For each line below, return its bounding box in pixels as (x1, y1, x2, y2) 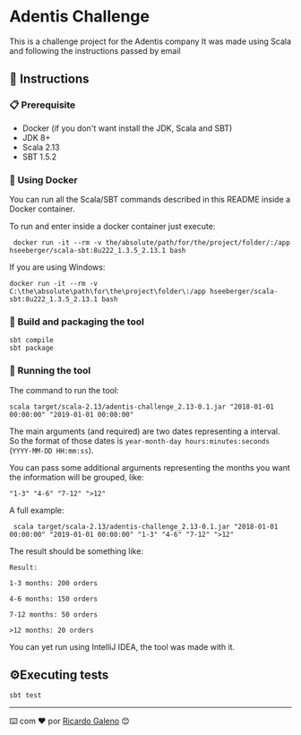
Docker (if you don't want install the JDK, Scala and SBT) (21, 123, 233, 134)
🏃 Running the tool (9, 365, 91, 377)
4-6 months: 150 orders (9, 594, 99, 603)
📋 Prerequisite (9, 99, 76, 111)
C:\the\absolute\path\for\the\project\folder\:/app (9, 287, 206, 296)
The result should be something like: (9, 545, 143, 557)
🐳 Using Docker (9, 173, 78, 186)
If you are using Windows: (9, 262, 106, 272)
